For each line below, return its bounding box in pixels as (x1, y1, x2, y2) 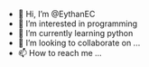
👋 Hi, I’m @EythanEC (17, 9, 96, 19)
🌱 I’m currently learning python (17, 28, 134, 38)
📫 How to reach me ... (17, 48, 102, 58)
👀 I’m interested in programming (17, 18, 138, 29)
